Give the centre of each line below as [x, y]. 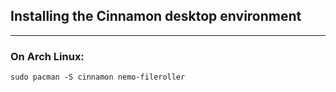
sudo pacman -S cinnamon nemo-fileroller [98, 77]
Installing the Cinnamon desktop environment [156, 16]
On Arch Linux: [47, 56]
